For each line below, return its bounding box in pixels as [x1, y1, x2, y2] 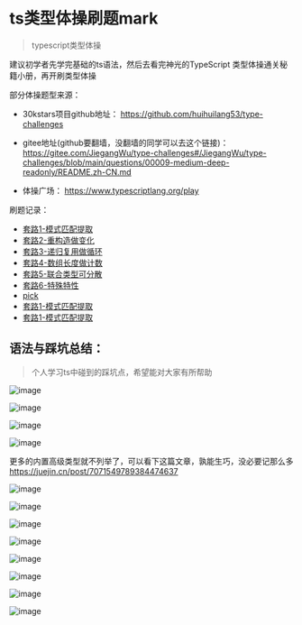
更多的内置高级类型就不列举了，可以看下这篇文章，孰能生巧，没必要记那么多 [9, 455, 294, 466]
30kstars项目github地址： [22, 108, 119, 119]
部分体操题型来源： [9, 89, 81, 100]
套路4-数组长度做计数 [22, 257, 104, 268]
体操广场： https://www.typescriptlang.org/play [22, 185, 200, 196]
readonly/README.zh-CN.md [22, 166, 133, 177]
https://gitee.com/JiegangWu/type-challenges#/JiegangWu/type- [22, 147, 268, 158]
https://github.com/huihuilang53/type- [120, 108, 263, 119]
